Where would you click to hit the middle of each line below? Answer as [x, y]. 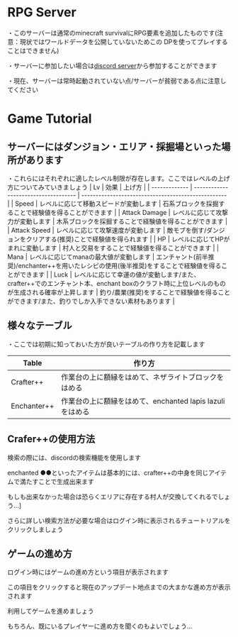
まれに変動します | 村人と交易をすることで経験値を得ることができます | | [113, 248]
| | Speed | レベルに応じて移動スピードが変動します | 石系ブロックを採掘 [113, 204]
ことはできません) [33, 50]
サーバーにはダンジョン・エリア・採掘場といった [114, 146]
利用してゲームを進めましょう [51, 611]
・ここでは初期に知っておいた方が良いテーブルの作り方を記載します [106, 344]
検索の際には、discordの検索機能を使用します [74, 458]
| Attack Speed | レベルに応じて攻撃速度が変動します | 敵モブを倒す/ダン [113, 230]
